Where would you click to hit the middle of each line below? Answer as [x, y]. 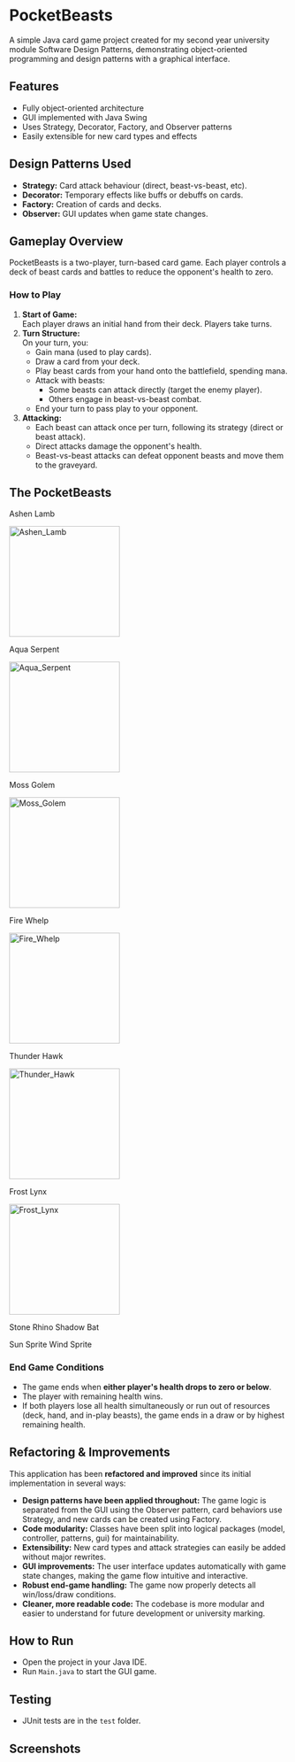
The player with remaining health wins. [92, 1396]
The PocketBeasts [61, 493]
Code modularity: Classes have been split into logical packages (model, [153, 1528]
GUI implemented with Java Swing [84, 117]
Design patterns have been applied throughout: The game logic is [144, 1500]
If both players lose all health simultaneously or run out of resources [146, 1405]
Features [34, 86]
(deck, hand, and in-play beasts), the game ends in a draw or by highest [153, 1415]
